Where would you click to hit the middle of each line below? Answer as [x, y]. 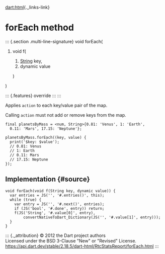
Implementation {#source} [48, 179]
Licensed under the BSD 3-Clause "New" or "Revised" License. [71, 240]
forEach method [40, 28]
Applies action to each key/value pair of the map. [56, 105]
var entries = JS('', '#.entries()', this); [57, 195]
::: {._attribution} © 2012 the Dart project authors [55, 235]
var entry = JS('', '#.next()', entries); [59, 204]
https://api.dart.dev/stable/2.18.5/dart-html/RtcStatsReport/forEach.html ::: [82, 246]
